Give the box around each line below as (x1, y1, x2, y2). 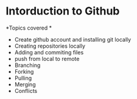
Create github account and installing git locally (14, 36, 132, 43)
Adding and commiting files (14, 48, 84, 56)
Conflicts (14, 87, 38, 94)
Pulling (14, 74, 32, 81)
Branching (14, 62, 41, 69)
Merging (14, 80, 36, 88)
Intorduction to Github (5, 4, 120, 18)
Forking (14, 68, 34, 75)
